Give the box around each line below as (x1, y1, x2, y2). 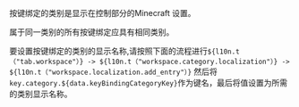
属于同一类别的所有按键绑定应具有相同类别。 (9, 27, 175, 37)
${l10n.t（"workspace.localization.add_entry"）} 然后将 (9, 66, 218, 77)
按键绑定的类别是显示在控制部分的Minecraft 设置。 (9, 8, 196, 18)
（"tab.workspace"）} (9, 57, 84, 66)
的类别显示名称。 (9, 88, 73, 99)
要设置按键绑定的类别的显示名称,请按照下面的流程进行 (9, 45, 209, 56)
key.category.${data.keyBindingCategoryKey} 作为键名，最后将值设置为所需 (9, 78, 288, 87)
